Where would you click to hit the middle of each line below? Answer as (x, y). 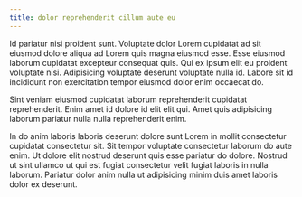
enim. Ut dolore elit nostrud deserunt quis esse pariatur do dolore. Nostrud (148, 155)
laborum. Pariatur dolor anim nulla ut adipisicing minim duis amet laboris (144, 174)
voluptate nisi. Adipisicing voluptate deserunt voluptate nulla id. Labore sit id (151, 72)
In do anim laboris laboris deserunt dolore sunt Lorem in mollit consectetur (148, 136)
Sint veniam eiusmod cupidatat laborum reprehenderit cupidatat (128, 99)
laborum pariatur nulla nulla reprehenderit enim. (98, 118)
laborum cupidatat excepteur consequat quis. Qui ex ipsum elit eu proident (148, 62)
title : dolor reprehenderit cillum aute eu (93, 18)
